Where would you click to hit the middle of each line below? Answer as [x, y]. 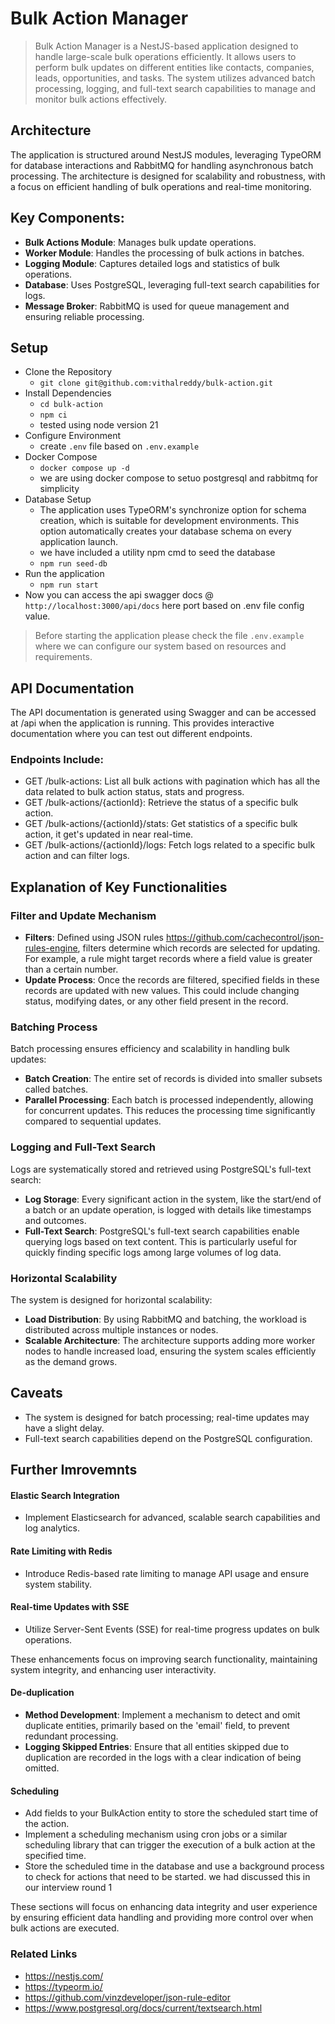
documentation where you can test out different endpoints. [131, 734]
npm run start [69, 585]
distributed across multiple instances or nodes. [121, 1330]
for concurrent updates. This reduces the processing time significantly [170, 1111]
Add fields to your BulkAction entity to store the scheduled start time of [171, 1813]
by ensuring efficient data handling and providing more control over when [162, 1918]
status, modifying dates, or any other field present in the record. [156, 1001]
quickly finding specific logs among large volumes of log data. [153, 1252]
